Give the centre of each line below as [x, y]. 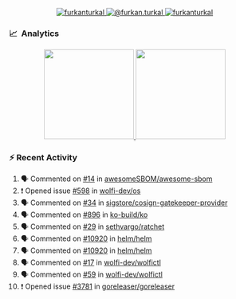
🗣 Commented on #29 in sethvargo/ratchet [92, 226]
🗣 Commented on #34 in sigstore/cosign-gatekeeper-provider [124, 203]
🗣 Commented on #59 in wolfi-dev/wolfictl [91, 274]
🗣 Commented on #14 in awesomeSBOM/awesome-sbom [116, 179]
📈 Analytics [34, 33]
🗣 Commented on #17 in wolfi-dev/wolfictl [91, 262]
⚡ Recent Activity [43, 158]
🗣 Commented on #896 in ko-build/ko [84, 214]
